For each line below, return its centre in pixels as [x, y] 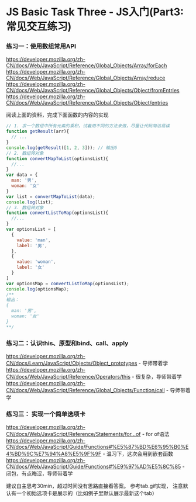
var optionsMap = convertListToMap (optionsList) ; [68, 283]
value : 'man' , [34, 240]
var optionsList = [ [31, 229]
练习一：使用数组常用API [41, 46]
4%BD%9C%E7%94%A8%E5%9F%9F [54, 454]
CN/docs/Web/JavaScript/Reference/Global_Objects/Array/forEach [87, 65]
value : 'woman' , [37, 262]
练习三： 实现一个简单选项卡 [46, 414]
